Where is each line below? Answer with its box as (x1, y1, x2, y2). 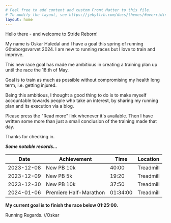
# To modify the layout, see (5, 12, 67, 17)
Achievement (59, 156, 92, 163)
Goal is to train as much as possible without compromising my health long (5, 77, 160, 83)
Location (137, 156, 160, 163)
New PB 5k (45, 172, 73, 180)
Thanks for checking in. (5, 134, 55, 140)
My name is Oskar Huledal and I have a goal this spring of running (5, 41, 144, 47)
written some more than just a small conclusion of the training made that (5, 118, 157, 125)
